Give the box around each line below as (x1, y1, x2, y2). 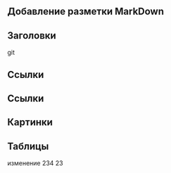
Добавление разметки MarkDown (7, 6, 164, 18)
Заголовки (7, 30, 56, 41)
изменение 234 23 (7, 159, 63, 167)
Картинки (7, 116, 53, 129)
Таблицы (7, 140, 49, 152)
